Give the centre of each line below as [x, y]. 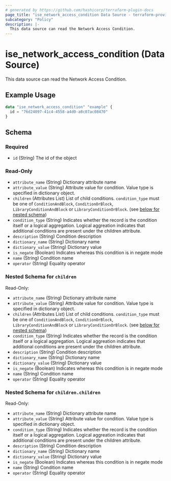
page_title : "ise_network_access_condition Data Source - [68, 15]
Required [17, 147]
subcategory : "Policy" [29, 19]
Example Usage [31, 95]
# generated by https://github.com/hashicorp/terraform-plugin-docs [79, 10]
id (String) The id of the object [45, 158]
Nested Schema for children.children [53, 392]
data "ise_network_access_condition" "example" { [59, 107]
